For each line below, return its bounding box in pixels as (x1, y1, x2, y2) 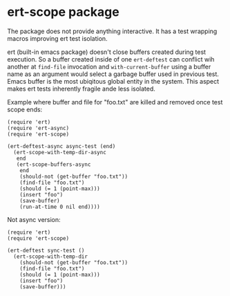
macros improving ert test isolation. (7, 34, 108, 42)
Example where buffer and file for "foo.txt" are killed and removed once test (7, 98, 223, 106)
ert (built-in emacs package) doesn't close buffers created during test (7, 48, 206, 56)
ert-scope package (7, 4, 119, 20)
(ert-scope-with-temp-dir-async (13, 149, 107, 156)
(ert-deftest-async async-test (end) (7, 142, 116, 149)
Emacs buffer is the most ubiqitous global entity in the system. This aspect (7, 77, 220, 85)
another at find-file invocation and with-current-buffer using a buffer (7, 62, 211, 71)
